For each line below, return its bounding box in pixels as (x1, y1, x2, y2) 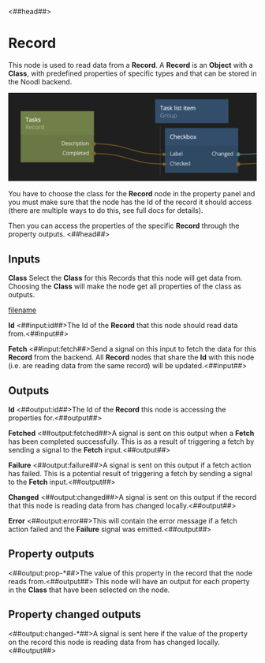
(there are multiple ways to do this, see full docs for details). (8, 206, 203, 215)
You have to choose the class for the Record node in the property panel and (8, 189, 256, 199)
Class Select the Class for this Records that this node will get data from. (8, 274, 243, 283)
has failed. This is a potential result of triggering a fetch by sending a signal (8, 469, 252, 479)
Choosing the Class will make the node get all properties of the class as (8, 281, 242, 291)
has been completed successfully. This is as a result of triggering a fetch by (8, 437, 255, 446)
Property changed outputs (8, 608, 141, 621)
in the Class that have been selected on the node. (8, 585, 170, 594)
